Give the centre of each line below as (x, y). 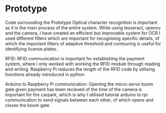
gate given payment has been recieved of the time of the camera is (74, 89)
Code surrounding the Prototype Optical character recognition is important (81, 22)
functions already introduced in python (45, 74)
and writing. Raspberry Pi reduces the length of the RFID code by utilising (80, 69)
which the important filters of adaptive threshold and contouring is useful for (83, 43)
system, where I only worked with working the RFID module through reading (83, 64)
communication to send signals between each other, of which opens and (79, 100)
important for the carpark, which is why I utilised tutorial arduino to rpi (76, 95)
